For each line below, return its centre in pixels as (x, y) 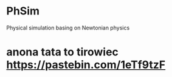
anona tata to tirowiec (62, 52)
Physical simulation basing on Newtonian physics (68, 28)
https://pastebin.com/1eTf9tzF (86, 65)
